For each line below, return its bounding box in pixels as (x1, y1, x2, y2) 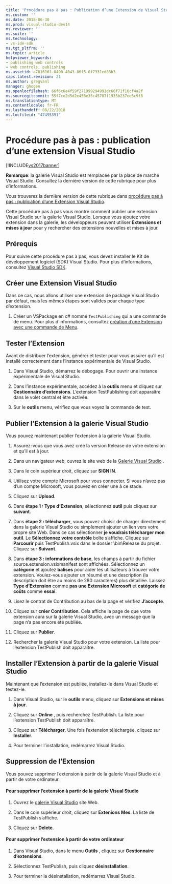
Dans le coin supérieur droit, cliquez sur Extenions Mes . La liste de (13, 809, 155, 815)
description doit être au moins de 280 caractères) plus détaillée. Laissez (13, 578, 165, 584)
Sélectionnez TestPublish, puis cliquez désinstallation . (13, 863, 129, 869)
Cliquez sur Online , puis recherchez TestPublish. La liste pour (13, 711, 144, 717)
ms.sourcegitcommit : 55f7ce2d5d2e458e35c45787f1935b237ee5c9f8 (6, 93, 143, 98)
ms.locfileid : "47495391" (6, 112, 61, 118)
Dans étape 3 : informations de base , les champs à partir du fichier (13, 556, 156, 562)
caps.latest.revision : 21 (6, 74, 61, 79)
